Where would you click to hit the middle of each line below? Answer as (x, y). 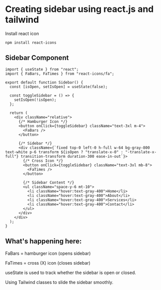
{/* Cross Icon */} (43, 161)
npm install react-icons (31, 43)
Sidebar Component (37, 58)
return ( (19, 113)
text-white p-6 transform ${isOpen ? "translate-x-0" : (64, 152)
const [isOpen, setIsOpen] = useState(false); (59, 87)
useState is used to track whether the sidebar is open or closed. (71, 273)
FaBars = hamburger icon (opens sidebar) (48, 253)
